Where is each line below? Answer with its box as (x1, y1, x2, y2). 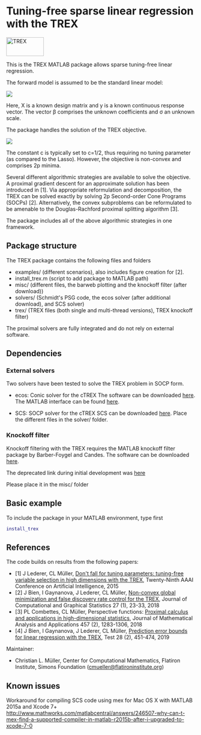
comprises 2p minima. (6, 162, 61, 169)
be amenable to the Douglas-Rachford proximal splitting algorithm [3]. (6, 205, 179, 213)
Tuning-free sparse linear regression (6, 4, 194, 18)
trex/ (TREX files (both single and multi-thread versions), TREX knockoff (14, 306, 193, 313)
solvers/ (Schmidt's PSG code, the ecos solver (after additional (14, 294, 171, 301)
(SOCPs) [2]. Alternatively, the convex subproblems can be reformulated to (6, 199, 192, 206)
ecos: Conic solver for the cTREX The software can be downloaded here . (14, 392, 196, 399)
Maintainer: (6, 646, 34, 653)
